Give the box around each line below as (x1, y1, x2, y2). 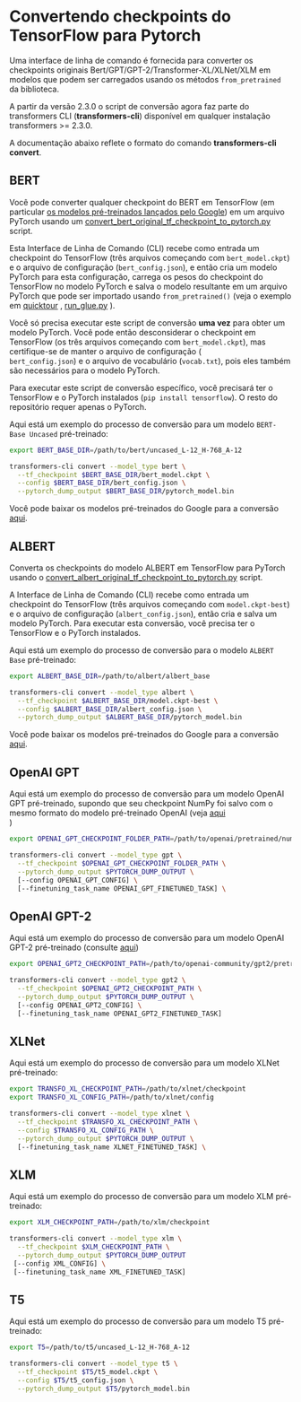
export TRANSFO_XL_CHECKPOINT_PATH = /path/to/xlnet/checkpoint (9, 1084, 246, 1093)
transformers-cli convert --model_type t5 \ (9, 1359, 178, 1369)
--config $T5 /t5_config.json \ (17, 1375, 134, 1385)
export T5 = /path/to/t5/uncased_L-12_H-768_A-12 (9, 1343, 191, 1352)
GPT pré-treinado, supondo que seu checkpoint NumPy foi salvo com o (9, 798, 273, 809)
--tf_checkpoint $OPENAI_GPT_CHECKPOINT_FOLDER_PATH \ (17, 858, 227, 867)
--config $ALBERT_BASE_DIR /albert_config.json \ (17, 704, 202, 714)
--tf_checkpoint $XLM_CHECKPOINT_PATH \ (17, 1242, 170, 1251)
